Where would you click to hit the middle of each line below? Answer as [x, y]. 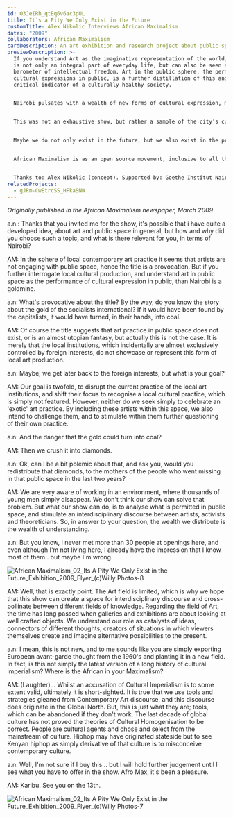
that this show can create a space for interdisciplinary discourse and [105, 599]
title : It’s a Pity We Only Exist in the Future [79, 20]
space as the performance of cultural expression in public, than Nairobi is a [114, 281]
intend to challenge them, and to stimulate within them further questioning [113, 416]
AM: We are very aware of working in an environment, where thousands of [113, 492]
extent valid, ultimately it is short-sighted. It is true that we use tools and [110, 692]
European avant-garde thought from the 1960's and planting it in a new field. [116, 657]
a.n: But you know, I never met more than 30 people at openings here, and [113, 543]
